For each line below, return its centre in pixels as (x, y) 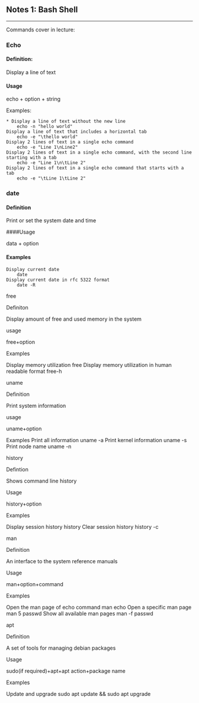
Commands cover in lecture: (41, 30)
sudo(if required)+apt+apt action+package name (66, 671)
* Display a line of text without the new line (66, 122)
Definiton (17, 308)
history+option (24, 504)
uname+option (24, 429)
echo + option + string (33, 99)
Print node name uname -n (39, 446)
